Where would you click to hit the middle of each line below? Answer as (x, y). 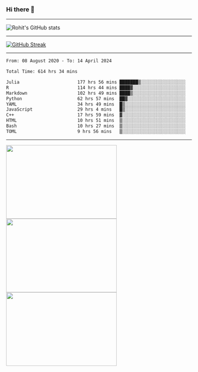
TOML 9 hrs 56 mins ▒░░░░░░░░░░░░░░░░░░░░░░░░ (96, 131)
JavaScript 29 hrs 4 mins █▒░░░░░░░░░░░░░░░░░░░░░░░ (96, 109)
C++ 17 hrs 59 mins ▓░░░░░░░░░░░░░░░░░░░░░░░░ (96, 115)
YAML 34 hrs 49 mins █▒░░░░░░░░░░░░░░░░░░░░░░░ (96, 104)
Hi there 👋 (21, 9)
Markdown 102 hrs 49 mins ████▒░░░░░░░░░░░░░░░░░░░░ (96, 93)
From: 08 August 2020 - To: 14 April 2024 (59, 61)
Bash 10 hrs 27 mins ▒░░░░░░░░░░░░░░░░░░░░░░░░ (96, 126)
